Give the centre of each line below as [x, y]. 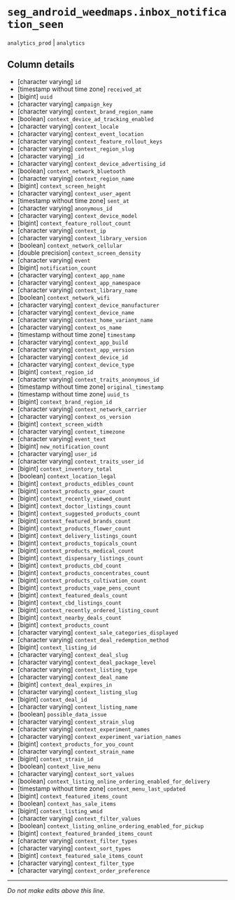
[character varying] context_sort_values [76, 773]
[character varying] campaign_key [65, 104]
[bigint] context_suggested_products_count [79, 513]
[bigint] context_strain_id [55, 759]
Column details [41, 65]
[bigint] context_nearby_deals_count [69, 617]
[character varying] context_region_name [76, 178]
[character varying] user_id [57, 453]
